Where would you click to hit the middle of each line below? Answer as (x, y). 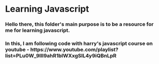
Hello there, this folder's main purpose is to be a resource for (79, 24)
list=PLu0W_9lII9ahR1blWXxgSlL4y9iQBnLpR (61, 56)
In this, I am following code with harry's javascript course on (79, 43)
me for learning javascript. (38, 30)
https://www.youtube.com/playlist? (74, 50)
